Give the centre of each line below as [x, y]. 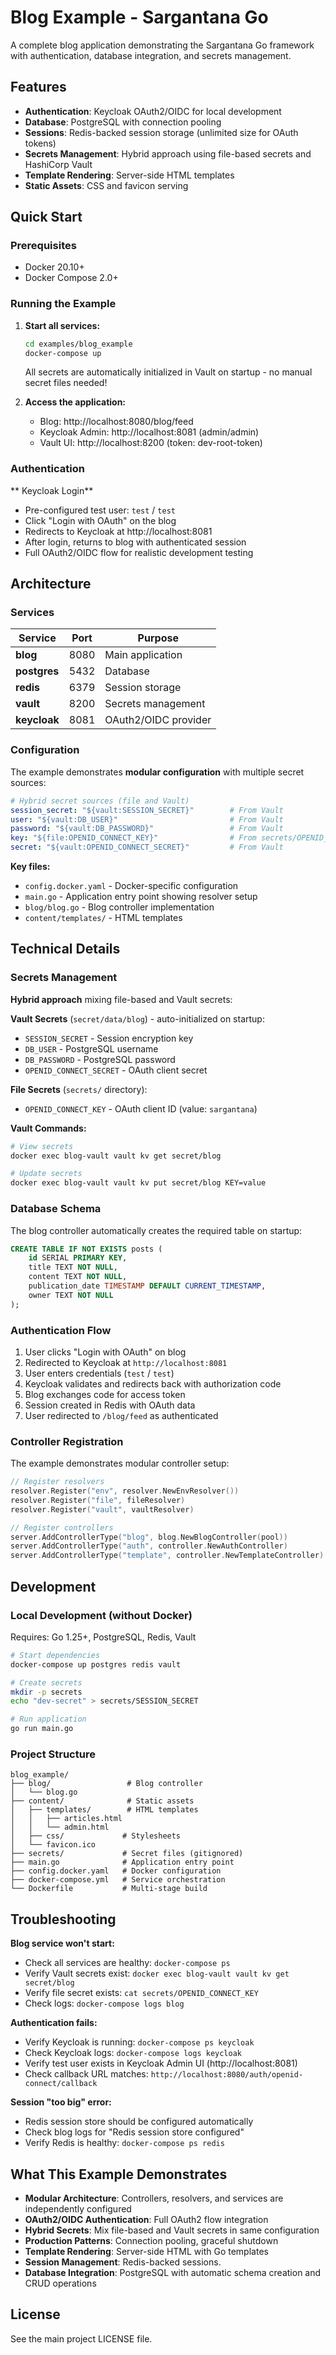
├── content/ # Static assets [102, 1801]
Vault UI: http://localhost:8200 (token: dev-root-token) [151, 443]
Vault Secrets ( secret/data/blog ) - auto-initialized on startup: [137, 1018]
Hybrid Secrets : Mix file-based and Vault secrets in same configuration [172, 2230]
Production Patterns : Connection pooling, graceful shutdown [151, 2240]
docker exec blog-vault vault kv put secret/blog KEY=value [138, 1183]
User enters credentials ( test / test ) [99, 1373]
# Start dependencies [55, 1655]
